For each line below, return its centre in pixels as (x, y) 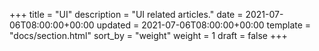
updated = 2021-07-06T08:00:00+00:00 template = (204, 25)
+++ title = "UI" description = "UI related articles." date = (126, 14)
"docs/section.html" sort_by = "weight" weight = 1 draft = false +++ (148, 35)
